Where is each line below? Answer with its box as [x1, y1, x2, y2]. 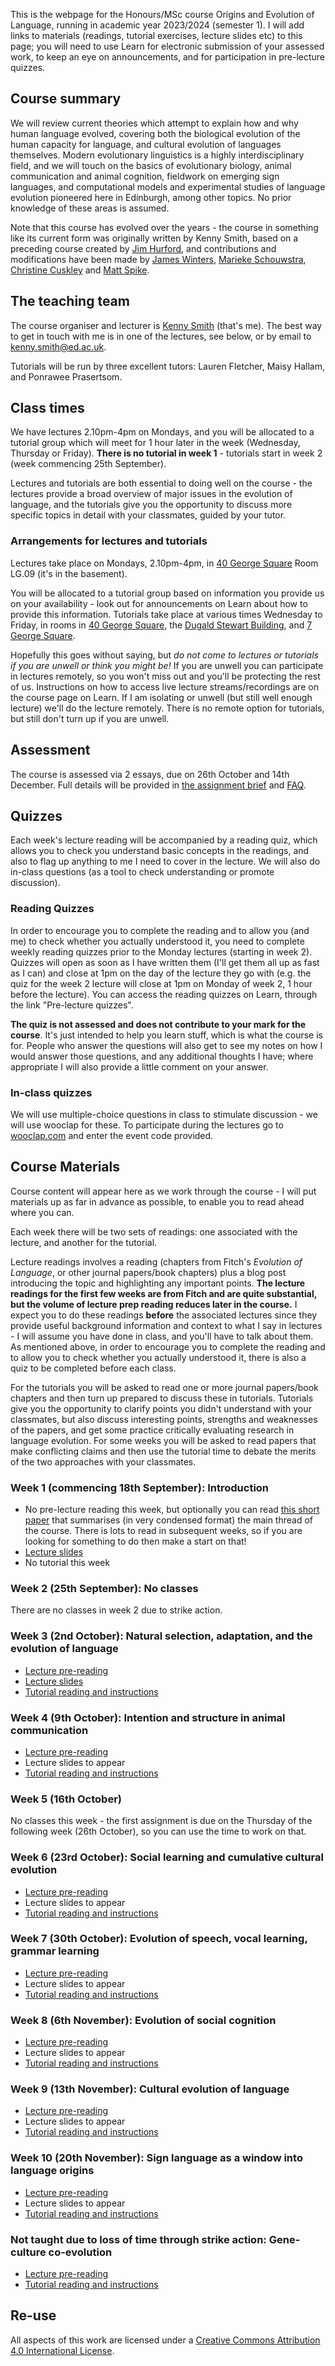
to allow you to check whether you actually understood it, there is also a [10, 1351, 307, 1363]
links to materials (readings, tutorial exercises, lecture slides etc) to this [10, 30, 303, 41]
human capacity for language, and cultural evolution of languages [10, 138, 282, 150]
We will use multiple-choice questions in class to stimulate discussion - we [10, 1108, 318, 1120]
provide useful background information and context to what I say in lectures [10, 1319, 323, 1331]
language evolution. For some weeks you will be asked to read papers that [10, 1434, 317, 1446]
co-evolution [48, 2245, 113, 2259]
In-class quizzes [10, 1085, 93, 1099]
